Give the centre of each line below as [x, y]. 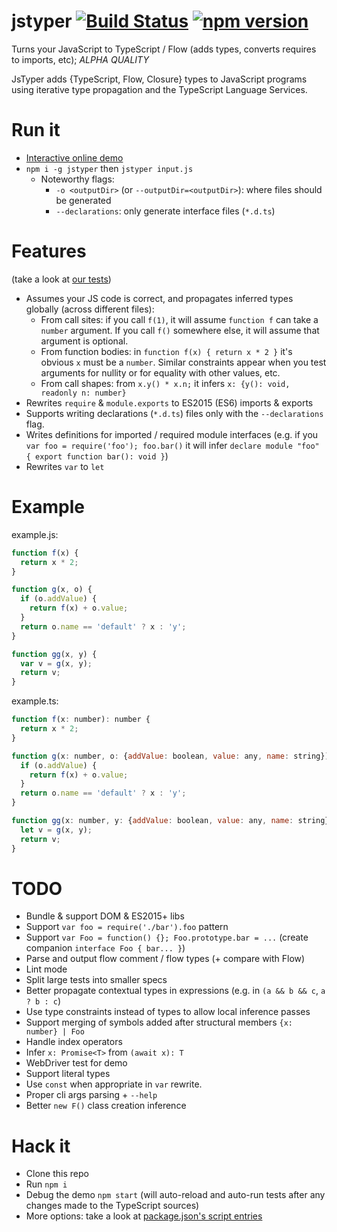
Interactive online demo [74, 157]
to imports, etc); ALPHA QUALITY [80, 59]
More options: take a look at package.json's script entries [144, 1216]
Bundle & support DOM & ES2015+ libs [105, 916]
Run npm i [46, 1184]
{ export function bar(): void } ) [97, 456]
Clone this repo [57, 1174]
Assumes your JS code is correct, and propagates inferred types [159, 298]
